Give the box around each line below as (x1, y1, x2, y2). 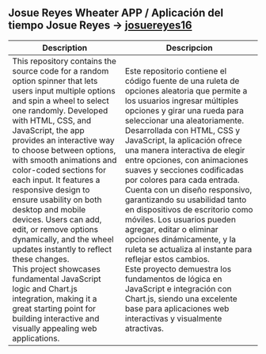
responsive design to (12, 184, 90, 195)
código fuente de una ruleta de (124, 75, 240, 86)
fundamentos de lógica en (124, 273, 222, 284)
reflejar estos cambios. (124, 253, 210, 265)
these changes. (12, 253, 70, 265)
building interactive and (12, 313, 100, 324)
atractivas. (124, 322, 165, 333)
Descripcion (165, 42, 213, 53)
